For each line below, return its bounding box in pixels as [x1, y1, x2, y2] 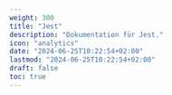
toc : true [9, 72, 47, 81]
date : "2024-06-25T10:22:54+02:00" [9, 47, 144, 56]
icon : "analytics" [9, 38, 79, 48]
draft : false [9, 64, 59, 73]
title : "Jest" [9, 22, 63, 31]
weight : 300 [9, 13, 54, 23]
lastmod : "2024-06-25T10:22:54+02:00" [9, 55, 156, 64]
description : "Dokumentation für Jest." [9, 30, 165, 39]
